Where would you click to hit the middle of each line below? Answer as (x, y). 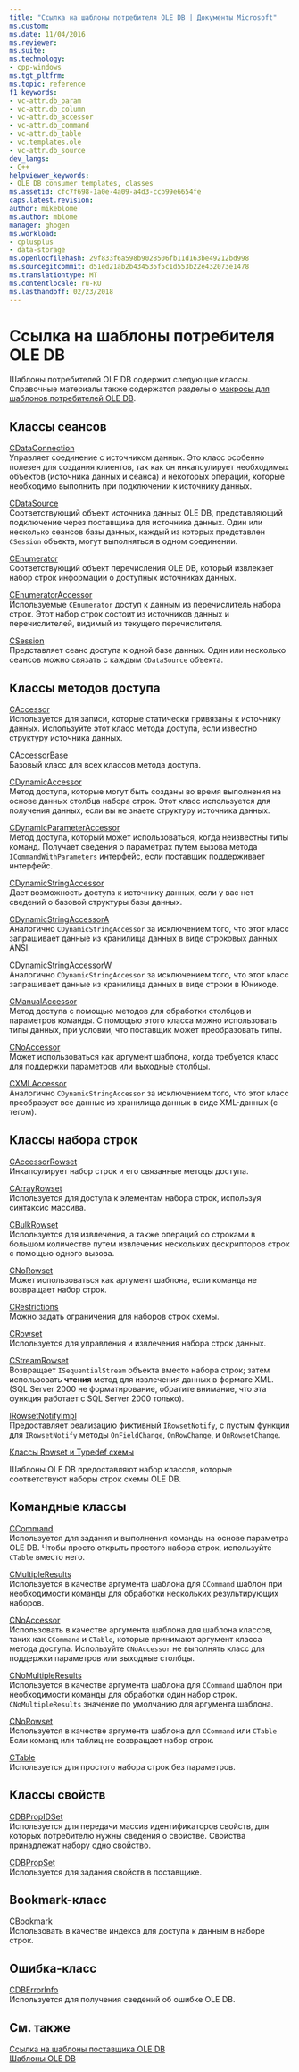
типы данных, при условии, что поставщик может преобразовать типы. (146, 1030)
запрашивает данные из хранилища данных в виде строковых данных (144, 938)
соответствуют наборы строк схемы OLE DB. (95, 1479)
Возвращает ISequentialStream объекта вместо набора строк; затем (140, 1370)
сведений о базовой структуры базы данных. (96, 902)
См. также (40, 2028)
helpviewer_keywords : (50, 175)
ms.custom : (29, 26)
